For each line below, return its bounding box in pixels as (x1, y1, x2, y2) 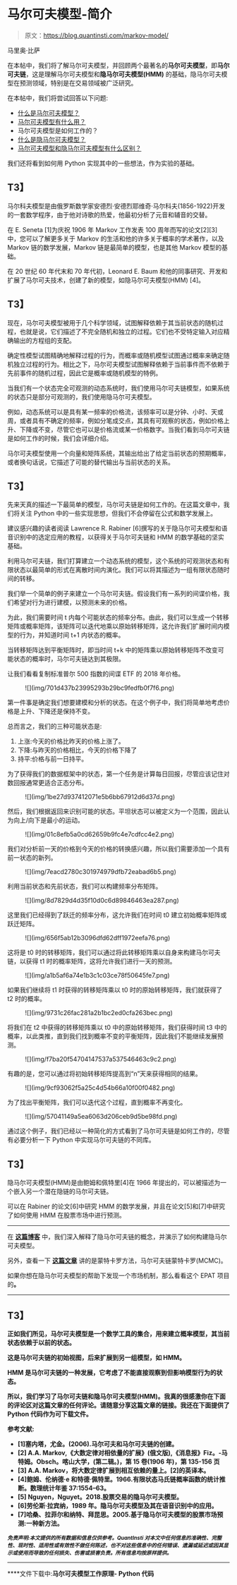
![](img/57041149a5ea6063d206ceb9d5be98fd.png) (25, 1112, 178, 1121)
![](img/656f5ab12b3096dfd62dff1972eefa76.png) (25, 934, 171, 942)
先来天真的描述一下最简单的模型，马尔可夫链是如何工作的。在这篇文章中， (7, 500, 224, 509)
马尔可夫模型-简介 (7, 6, 113, 23)
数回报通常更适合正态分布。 (7, 779, 88, 787)
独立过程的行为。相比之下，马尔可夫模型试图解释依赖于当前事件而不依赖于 (13, 360, 230, 368)
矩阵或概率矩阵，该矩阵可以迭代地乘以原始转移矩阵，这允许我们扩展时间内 (7, 622, 224, 631)
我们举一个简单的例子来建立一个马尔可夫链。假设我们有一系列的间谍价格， (7, 590, 224, 598)
